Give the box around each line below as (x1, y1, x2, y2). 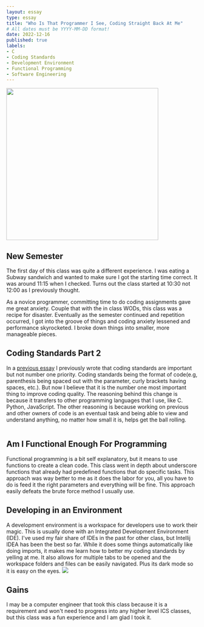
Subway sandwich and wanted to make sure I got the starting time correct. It (6, 274, 197, 281)
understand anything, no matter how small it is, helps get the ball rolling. (6, 416, 186, 423)
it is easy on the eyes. (6, 567, 61, 575)
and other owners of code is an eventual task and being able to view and (6, 409, 188, 417)
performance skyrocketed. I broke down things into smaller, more (6, 324, 170, 331)
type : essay (6, 15, 36, 21)
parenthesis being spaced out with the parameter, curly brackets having (6, 377, 186, 384)
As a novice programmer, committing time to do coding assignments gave (6, 299, 191, 306)
